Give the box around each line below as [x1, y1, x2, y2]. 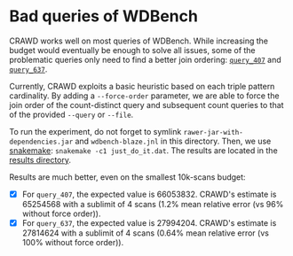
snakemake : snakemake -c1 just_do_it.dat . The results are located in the [9, 144, 278, 156]
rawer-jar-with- [183, 128, 244, 136]
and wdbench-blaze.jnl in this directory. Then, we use [75, 136, 272, 146]
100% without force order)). [21, 237, 124, 248]
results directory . [9, 154, 72, 165]
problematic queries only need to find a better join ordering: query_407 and [9, 54, 281, 65]
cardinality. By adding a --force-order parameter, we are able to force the [9, 90, 280, 101]
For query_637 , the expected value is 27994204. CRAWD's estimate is [21, 218, 277, 228]
